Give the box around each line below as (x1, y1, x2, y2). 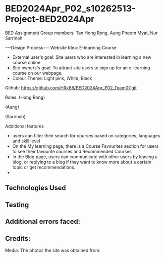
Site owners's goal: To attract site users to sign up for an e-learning (12, 65, 150, 71)
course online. (12, 59, 42, 65)
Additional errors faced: (5, 217, 81, 226)
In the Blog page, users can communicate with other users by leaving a (12, 154, 158, 160)
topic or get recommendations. (12, 164, 76, 170)
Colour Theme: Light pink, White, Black (12, 75, 93, 81)
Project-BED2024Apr (5, 13, 95, 25)
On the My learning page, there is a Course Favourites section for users (12, 143, 159, 149)
